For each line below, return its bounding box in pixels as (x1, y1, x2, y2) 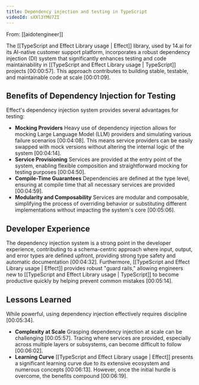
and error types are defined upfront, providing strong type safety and (6, 252, 176, 259)
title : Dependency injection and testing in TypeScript (6, 8, 147, 15)
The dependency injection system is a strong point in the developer (6, 239, 171, 247)
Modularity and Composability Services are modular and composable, (14, 194, 189, 201)
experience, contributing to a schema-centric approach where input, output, (6, 246, 193, 253)
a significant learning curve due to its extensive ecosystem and (14, 359, 170, 367)
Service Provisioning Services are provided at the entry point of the (14, 156, 182, 163)
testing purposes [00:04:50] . (14, 169, 86, 176)
